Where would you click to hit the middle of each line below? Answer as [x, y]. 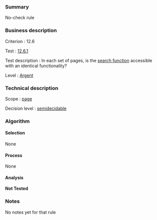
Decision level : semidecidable [36, 108]
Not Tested [17, 188]
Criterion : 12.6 [20, 41]
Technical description [32, 88]
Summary [17, 7]
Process [14, 155]
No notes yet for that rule [31, 212]
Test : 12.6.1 [17, 51]
